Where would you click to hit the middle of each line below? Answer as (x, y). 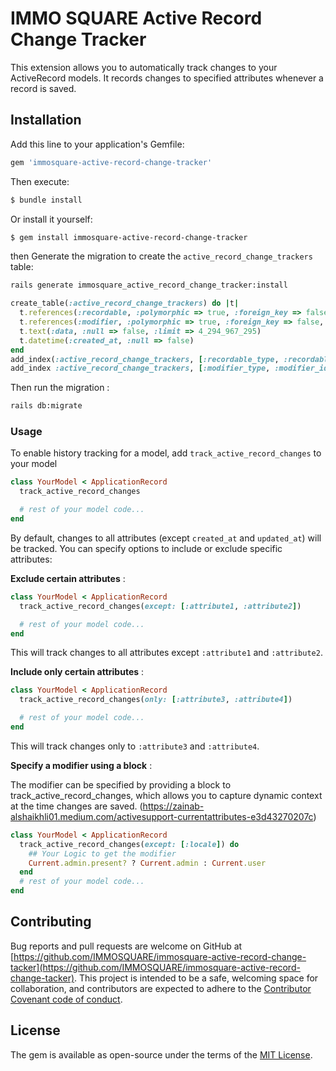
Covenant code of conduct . (66, 999)
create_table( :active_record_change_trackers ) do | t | (125, 303)
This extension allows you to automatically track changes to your (144, 67)
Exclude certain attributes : (68, 578)
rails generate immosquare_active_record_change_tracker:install (149, 285)
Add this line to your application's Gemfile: (97, 144)
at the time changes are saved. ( (76, 806)
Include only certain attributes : (77, 672)
